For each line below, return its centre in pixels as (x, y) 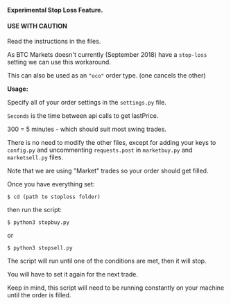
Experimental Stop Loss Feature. (55, 10)
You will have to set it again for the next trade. (73, 274)
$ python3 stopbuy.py (38, 223)
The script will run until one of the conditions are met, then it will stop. (107, 261)
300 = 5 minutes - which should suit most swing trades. (87, 129)
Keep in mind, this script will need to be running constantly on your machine (115, 288)
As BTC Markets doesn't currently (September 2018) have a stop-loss (107, 55)
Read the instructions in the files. (54, 42)
